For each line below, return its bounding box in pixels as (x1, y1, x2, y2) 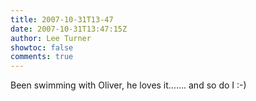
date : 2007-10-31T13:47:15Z (10, 24, 128, 34)
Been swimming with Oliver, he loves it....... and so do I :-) (10, 79, 247, 91)
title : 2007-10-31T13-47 (10, 14, 114, 25)
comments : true (10, 52, 74, 62)
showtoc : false (10, 42, 74, 53)
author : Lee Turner (10, 33, 92, 43)
